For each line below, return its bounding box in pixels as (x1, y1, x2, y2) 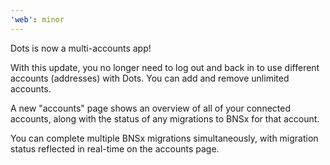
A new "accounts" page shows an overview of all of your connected (10, 102, 291, 114)
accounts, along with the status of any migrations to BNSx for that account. (10, 112, 320, 125)
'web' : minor (10, 14, 65, 25)
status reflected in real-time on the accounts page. (10, 142, 220, 155)
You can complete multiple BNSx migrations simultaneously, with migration (10, 132, 319, 144)
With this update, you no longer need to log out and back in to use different (10, 61, 320, 73)
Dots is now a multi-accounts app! (10, 42, 152, 54)
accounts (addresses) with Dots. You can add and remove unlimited (10, 72, 290, 84)
